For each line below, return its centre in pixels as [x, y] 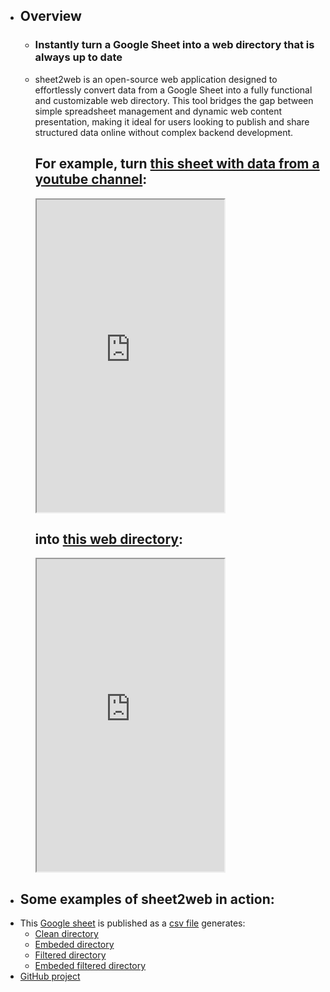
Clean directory [66, 934]
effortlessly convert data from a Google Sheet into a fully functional [173, 90]
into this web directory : [108, 539]
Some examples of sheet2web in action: [147, 899]
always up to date [78, 57]
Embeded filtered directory [90, 966]
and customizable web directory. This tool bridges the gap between [174, 100]
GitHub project [50, 976]
